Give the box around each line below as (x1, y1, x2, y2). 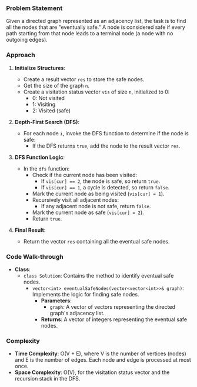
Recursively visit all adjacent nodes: (32, 196, 119, 203)
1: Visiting (32, 101, 56, 108)
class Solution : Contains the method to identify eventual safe (23, 272, 174, 279)
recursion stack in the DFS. (14, 375, 81, 382)
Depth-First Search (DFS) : (14, 118, 79, 125)
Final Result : (14, 226, 46, 233)
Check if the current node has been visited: (32, 171, 138, 178)
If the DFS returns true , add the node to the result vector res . (32, 142, 181, 149)
